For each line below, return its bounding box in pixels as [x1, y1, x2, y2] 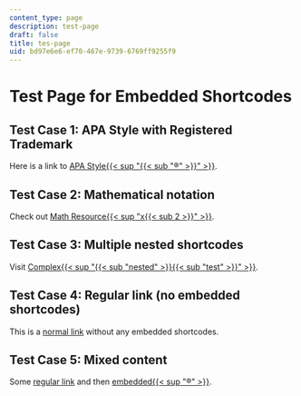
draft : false [9, 30, 59, 39]
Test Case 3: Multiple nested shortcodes [9, 237, 244, 252]
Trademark [9, 136, 73, 152]
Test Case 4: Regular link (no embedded [9, 288, 240, 303]
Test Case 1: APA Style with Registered [9, 122, 233, 137]
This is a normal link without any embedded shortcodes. [9, 326, 219, 337]
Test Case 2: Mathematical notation [9, 187, 216, 203]
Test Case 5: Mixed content [9, 351, 168, 368]
